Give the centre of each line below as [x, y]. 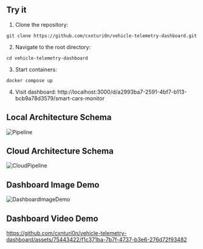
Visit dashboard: [36, 92]
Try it [16, 10]
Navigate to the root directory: [53, 47]
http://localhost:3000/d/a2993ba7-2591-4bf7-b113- [122, 92]
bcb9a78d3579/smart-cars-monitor [60, 98]
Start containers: [36, 69]
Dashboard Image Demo [53, 185]
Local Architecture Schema [59, 118]
